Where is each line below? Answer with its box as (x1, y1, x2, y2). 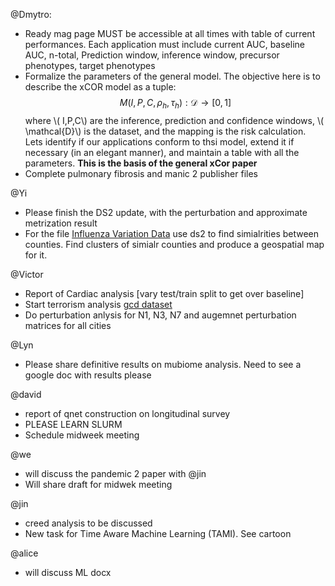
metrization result (24, 217, 98, 229)
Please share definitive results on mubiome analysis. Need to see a (24, 358, 302, 370)
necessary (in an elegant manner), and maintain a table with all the (24, 146, 300, 158)
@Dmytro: (10, 9, 52, 20)
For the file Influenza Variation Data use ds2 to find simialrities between (24, 227, 320, 239)
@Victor (10, 268, 44, 280)
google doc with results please (24, 369, 152, 381)
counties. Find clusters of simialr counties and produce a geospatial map (24, 238, 325, 250)
